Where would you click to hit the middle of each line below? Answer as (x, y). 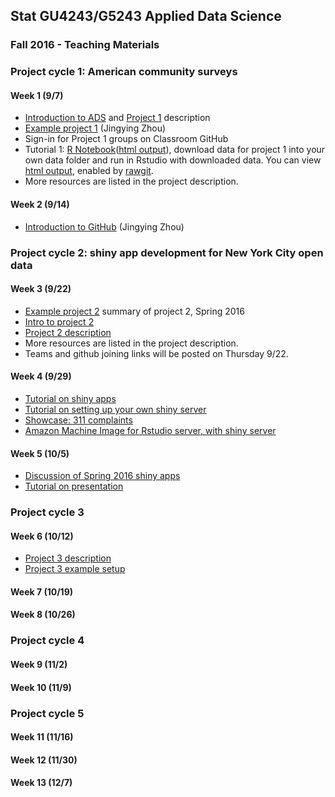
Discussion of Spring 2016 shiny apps (102, 476)
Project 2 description (68, 332)
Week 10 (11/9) (41, 687)
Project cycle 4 (47, 641)
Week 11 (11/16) (42, 737)
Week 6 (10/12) (42, 536)
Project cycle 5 (47, 713)
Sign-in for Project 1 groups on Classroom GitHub (126, 139)
